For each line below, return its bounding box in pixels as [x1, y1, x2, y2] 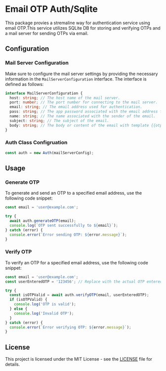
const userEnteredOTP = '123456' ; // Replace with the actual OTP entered [5, 279, 163, 284]
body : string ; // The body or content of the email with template [9, 123, 149, 128]
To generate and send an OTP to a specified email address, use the [5, 190, 142, 196]
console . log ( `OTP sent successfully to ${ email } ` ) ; [9, 223, 119, 228]
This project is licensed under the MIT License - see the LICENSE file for [5, 356, 152, 362]
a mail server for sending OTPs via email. [5, 30, 89, 36]
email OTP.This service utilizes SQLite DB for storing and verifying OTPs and [5, 25, 161, 31]
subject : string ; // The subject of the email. [9, 118, 110, 123]
